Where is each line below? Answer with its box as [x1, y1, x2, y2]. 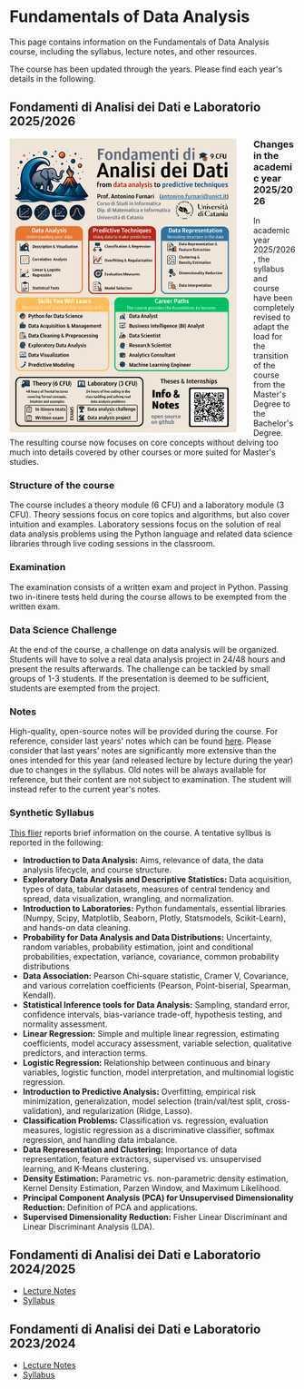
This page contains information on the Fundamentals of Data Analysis [9, 36, 270, 47]
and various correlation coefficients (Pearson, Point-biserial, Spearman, [22, 980, 291, 990]
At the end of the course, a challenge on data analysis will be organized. [9, 645, 279, 655]
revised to [253, 311, 291, 323]
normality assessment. [22, 1019, 108, 1029]
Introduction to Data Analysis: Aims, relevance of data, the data [22, 854, 264, 865]
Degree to [253, 399, 290, 409]
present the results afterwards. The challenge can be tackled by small [9, 664, 270, 675]
